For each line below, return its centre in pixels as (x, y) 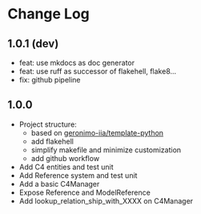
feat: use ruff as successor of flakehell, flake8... (98, 71)
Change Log (48, 14)
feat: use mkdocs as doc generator (77, 63)
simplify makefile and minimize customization (106, 150)
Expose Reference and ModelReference (85, 192)
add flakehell (52, 141)
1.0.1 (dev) (33, 44)
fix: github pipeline (50, 80)
